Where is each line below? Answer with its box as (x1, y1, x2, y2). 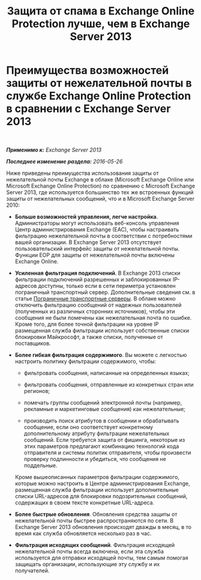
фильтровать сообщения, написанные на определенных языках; (23, 369, 190, 376)
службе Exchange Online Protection (6, 89, 191, 103)
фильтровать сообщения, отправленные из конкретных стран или (23, 380, 194, 388)
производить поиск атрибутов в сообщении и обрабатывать (23, 417, 179, 424)
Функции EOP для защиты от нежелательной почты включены (14, 251, 175, 258)
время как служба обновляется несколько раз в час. (14, 530, 152, 537)
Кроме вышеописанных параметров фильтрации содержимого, (14, 473, 180, 480)
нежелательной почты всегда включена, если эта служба (14, 548, 164, 555)
